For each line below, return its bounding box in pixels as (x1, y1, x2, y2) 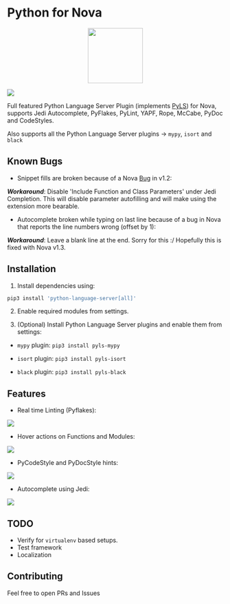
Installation (7, 263, 56, 275)
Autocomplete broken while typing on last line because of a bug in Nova (16, 215, 221, 223)
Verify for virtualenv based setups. (16, 536, 118, 545)
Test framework (16, 543, 62, 552)
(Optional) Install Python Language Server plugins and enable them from (16, 320, 222, 329)
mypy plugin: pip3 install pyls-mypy (16, 341, 120, 349)
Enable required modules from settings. (16, 307, 129, 315)
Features (7, 388, 46, 399)
